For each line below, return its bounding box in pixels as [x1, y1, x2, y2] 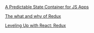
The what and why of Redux [5, 13, 62, 19]
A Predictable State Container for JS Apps [5, 4, 89, 10]
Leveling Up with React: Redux [5, 22, 66, 28]
